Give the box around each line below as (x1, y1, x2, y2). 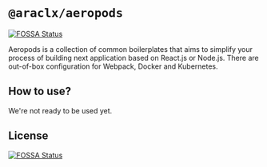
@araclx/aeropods (8, 6, 124, 21)
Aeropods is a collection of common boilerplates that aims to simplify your (8, 44, 253, 54)
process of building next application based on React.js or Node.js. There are (8, 53, 259, 62)
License (8, 129, 49, 143)
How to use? (8, 85, 72, 98)
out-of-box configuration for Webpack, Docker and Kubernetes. (8, 62, 218, 71)
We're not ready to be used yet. (8, 105, 113, 115)
